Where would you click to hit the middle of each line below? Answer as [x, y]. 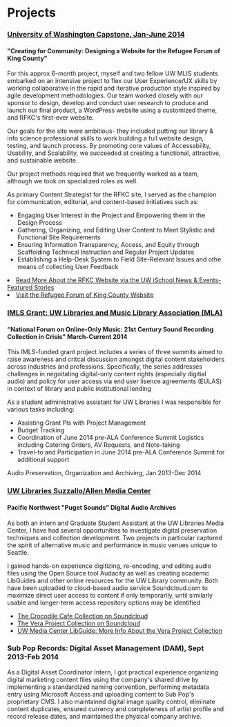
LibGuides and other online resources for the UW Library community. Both [113, 580]
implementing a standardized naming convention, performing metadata [108, 687]
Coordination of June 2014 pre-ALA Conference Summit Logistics [110, 438]
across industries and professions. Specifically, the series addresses [105, 367]
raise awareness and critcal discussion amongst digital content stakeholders [116, 359]
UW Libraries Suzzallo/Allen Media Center [79, 491]
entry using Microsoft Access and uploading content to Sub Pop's [101, 694]
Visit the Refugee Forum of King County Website [85, 295]
